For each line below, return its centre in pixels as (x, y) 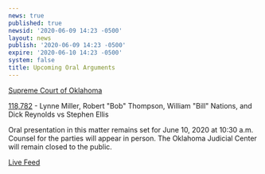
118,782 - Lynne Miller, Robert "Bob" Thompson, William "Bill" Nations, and (130, 105)
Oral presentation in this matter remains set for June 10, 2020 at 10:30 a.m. (131, 129)
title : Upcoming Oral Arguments (62, 68)
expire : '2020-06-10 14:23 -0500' (66, 53)
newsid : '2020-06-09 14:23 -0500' (66, 30)
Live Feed (24, 162)
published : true (35, 23)
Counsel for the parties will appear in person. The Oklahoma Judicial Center (132, 138)
